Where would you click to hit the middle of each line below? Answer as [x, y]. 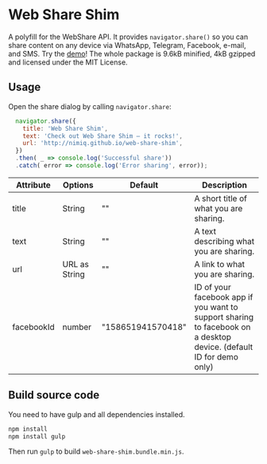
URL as [75, 264]
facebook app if [224, 297]
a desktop [213, 336]
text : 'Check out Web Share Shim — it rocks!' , [103, 136]
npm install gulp [37, 436]
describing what [224, 241]
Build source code [54, 395]
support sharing [224, 317]
